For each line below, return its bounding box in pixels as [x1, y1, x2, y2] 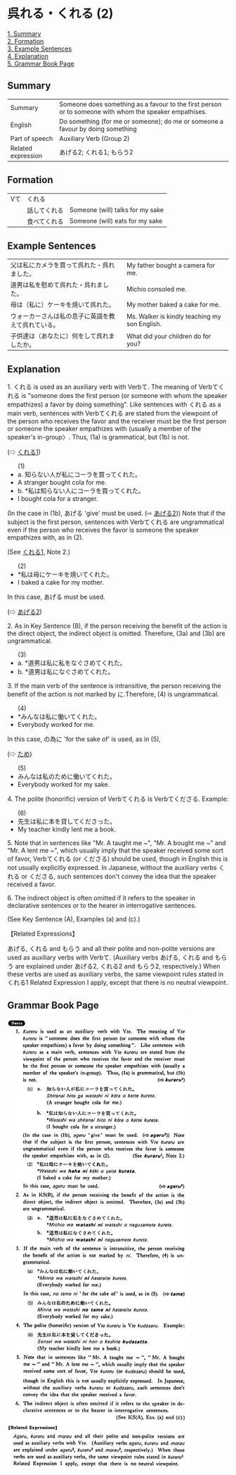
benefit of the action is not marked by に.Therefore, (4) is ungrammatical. [7, 690, 219, 699]
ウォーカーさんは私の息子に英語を [10, 311, 109, 320]
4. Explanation [7, 51, 49, 60]
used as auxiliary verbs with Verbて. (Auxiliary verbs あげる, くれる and [7, 953, 214, 961]
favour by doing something [59, 124, 137, 133]
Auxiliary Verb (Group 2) [59, 135, 130, 142]
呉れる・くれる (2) [7, 6, 114, 22]
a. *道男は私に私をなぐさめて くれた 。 [17, 659, 126, 667]
